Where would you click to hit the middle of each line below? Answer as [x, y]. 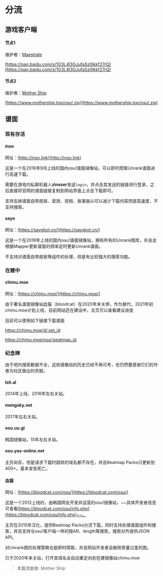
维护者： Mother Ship [26, 93]
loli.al [11, 382]
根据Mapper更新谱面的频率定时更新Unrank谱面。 [54, 246]
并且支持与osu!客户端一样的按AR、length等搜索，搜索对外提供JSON [81, 531]
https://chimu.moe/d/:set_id [33, 330]
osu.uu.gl [15, 428]
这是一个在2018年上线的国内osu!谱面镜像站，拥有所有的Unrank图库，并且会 [81, 240]
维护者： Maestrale [24, 55]
